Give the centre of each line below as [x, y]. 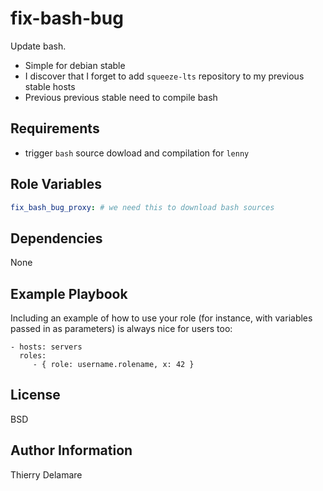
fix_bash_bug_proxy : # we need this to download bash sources [142, 207]
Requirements [55, 128]
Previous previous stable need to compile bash [121, 97]
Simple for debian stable [75, 65]
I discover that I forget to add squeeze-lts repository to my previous [164, 76]
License [35, 395]
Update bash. [38, 46]
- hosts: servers [46, 347]
